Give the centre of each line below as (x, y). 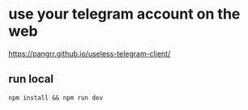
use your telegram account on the (124, 14)
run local (31, 79)
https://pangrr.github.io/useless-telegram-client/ (90, 53)
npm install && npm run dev (56, 98)
